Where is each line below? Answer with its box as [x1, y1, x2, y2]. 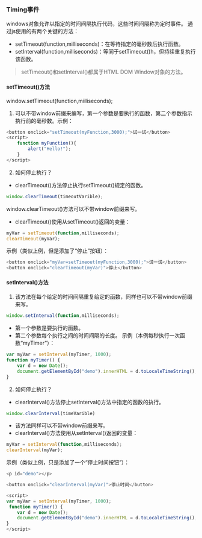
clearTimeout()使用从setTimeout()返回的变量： [14, 218, 131, 225]
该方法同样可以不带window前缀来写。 [14, 422, 109, 429]
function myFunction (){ [17, 140, 77, 146]
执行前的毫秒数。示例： [14, 117, 73, 124]
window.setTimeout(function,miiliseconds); [6, 97, 113, 104]
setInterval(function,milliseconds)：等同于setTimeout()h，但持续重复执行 [14, 48, 196, 55]
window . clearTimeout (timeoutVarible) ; [6, 193, 103, 199]
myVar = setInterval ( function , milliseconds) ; [6, 442, 122, 448]
